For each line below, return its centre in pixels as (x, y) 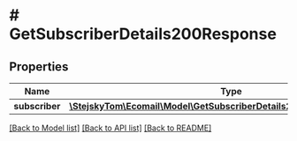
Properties (39, 67)
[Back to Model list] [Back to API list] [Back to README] (110, 128)
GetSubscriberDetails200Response (143, 34)
